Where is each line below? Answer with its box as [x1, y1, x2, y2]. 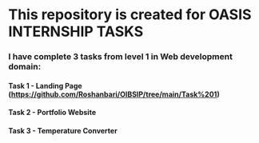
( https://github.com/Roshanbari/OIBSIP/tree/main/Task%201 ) [8, 89, 220, 99]
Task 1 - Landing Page [8, 81, 82, 90]
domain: [8, 62, 42, 73]
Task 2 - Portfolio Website [8, 108, 97, 117]
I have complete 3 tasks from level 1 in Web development [8, 51, 233, 62]
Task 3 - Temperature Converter [8, 125, 118, 135]
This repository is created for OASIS [8, 6, 252, 24]
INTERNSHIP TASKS [8, 22, 144, 41]
